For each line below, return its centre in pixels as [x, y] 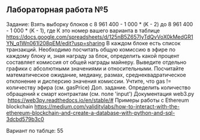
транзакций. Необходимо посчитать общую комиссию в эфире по [91, 49]
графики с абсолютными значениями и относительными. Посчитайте [95, 69]
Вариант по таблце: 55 [35, 130]
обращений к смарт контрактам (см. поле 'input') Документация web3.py [100, 94]
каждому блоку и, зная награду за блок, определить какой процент [93, 55]
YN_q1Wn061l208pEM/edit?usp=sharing [56, 43]
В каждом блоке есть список [144, 43]
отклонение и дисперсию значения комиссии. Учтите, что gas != [89, 81]
